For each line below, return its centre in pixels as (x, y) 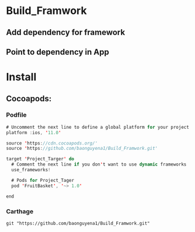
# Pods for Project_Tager (43, 180)
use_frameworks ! (31, 170)
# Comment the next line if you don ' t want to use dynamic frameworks (99, 164)
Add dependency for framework (66, 32)
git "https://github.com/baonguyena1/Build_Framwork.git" (78, 223)
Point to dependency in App (58, 52)
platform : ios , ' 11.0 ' (34, 132)
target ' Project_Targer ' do (40, 159)
